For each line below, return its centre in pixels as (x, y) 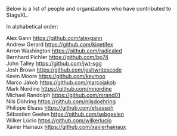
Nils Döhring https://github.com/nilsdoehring (61, 101)
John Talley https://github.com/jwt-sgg (54, 63)
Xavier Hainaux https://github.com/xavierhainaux (66, 127)
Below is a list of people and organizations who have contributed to (89, 9)
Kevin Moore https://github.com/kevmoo (56, 76)
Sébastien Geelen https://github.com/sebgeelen (65, 114)
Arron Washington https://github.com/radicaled (64, 51)
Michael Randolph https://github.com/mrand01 (63, 95)
